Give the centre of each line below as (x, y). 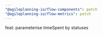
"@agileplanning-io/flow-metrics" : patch (48, 14)
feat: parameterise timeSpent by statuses (47, 27)
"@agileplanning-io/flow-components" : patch (51, 9)
